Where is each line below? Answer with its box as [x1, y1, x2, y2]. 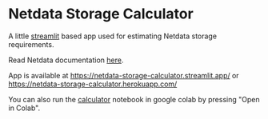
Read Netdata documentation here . [8, 55, 124, 65]
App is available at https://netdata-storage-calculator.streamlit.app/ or [8, 70, 239, 80]
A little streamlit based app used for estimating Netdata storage [8, 31, 218, 41]
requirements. [8, 39, 54, 49]
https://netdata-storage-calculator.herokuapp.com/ [8, 79, 178, 89]
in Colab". [8, 103, 41, 113]
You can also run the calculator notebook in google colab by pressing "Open [8, 94, 260, 104]
